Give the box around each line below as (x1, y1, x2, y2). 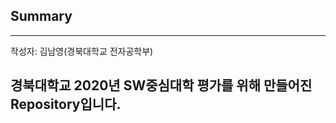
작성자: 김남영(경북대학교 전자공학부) (10, 45, 154, 57)
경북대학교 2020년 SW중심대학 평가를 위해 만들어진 (10, 77, 313, 94)
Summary (10, 8, 73, 25)
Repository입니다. (10, 96, 122, 113)
